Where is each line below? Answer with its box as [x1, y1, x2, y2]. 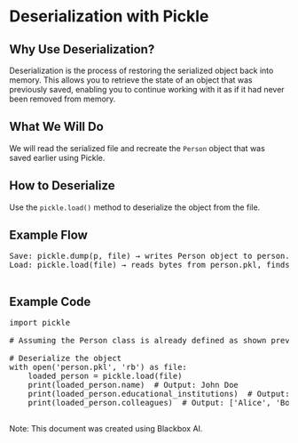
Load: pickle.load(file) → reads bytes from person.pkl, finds [9, 260, 290, 270]
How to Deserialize [9, 178, 115, 193]
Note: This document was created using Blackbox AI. [9, 423, 203, 434]
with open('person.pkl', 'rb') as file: [9, 362, 188, 373]
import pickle [9, 318, 71, 328]
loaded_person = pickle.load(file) [27, 371, 183, 382]
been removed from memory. [9, 93, 116, 104]
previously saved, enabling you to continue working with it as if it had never [9, 85, 286, 94]
